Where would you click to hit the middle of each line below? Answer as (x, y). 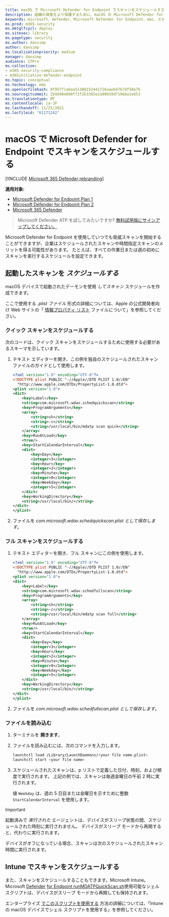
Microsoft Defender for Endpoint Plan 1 (53, 199)
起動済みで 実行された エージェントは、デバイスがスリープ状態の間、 (77, 820)
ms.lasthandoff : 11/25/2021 (35, 108)
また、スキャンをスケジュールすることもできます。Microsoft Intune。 (77, 880)
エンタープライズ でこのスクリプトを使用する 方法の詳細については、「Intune (84, 903)
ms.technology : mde (26, 85)
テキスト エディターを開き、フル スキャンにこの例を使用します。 (79, 553)
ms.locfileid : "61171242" (32, 113)
